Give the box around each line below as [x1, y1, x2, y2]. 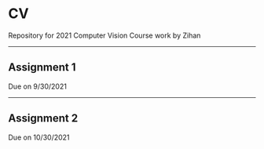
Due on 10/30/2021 [8, 133, 70, 142]
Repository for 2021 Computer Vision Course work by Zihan [8, 31, 201, 40]
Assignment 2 [8, 111, 79, 125]
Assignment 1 [8, 60, 76, 74]
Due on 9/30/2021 [8, 82, 67, 91]
